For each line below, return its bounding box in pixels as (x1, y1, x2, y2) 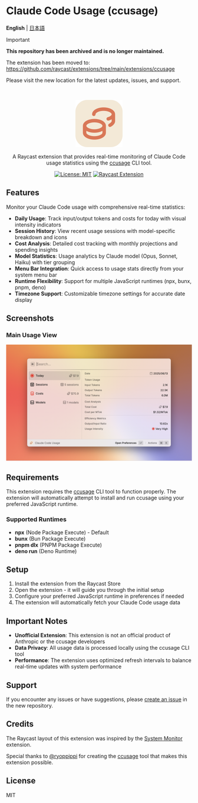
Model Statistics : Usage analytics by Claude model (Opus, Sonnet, (14, 252, 178, 259)
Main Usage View (6, 331, 57, 340)
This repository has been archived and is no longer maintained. (6, 47, 164, 54)
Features (6, 187, 39, 198)
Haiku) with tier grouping (14, 258, 75, 266)
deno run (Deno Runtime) (14, 547, 77, 555)
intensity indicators (14, 221, 61, 228)
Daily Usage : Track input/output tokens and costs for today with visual (14, 215, 186, 222)
